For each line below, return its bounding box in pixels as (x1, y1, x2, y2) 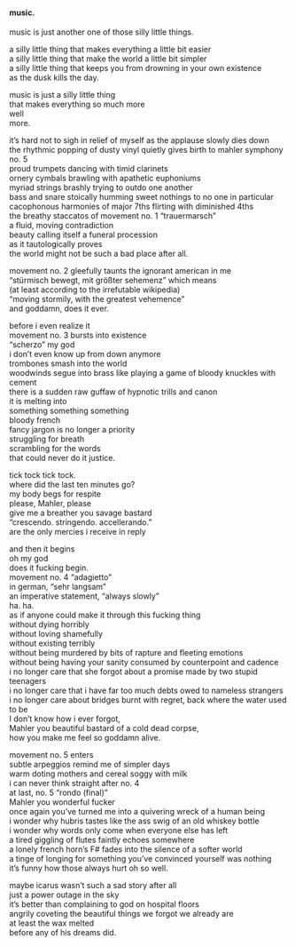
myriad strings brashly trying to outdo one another (9, 182, 193, 193)
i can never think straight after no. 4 (9, 778, 140, 789)
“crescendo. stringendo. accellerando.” (9, 517, 152, 528)
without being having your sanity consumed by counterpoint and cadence (9, 657, 279, 668)
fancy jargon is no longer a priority (9, 425, 136, 435)
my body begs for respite (9, 489, 102, 499)
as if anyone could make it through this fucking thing (9, 609, 201, 621)
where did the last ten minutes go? (9, 480, 136, 490)
